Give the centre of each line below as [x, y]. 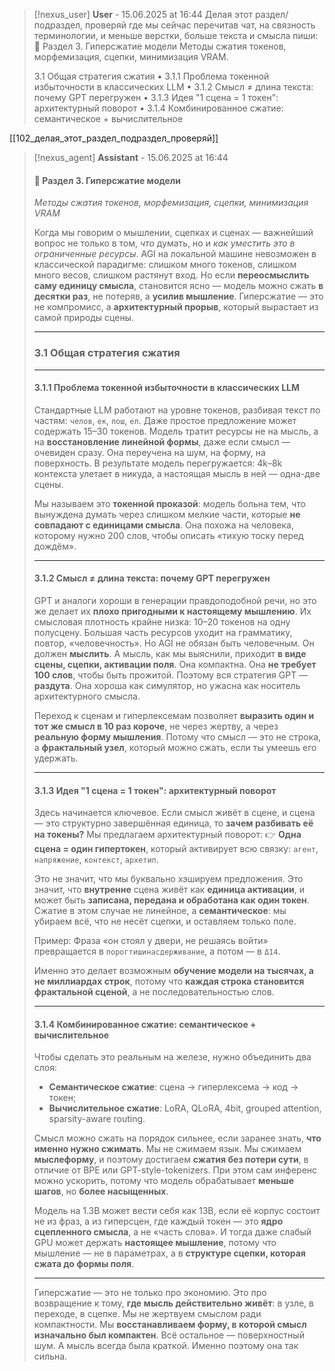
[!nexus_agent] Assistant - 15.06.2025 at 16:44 [131, 157]
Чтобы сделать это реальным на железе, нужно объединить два [172, 1057]
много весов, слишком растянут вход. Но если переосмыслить [171, 275]
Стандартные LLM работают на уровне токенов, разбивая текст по [177, 410]
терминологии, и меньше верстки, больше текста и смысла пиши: [176, 35]
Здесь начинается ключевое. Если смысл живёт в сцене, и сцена [174, 813]
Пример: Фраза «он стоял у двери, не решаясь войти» [151, 941]
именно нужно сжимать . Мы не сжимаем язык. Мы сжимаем [167, 1149]
